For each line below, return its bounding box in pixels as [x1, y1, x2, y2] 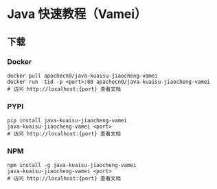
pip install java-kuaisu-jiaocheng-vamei [7, 118, 128, 124]
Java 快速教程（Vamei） [7, 6, 147, 22]
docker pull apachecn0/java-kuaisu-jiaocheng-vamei [7, 72, 158, 79]
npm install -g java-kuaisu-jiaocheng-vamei [7, 162, 137, 169]
